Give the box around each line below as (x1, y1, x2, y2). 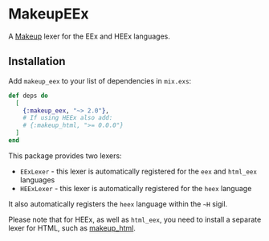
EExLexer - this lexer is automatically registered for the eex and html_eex (19, 166, 257, 176)
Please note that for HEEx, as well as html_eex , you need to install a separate (8, 214, 262, 224)
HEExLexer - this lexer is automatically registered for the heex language (19, 183, 252, 193)
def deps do (8, 92, 48, 100)
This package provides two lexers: (8, 150, 122, 161)
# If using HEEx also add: (22, 114, 113, 122)
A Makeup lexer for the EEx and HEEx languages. (8, 31, 170, 41)
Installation (8, 55, 66, 68)
